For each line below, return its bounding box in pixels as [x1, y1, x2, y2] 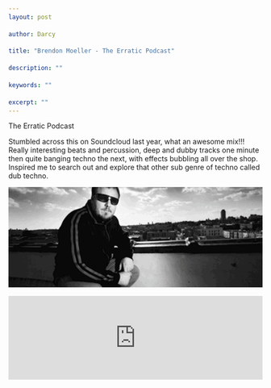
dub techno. [8, 171, 48, 181]
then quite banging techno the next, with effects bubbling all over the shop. [8, 154, 258, 164]
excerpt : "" [8, 98, 48, 106]
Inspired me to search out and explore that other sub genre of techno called [8, 162, 261, 173]
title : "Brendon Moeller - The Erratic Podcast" [8, 47, 175, 56]
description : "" [8, 65, 63, 73]
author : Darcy [8, 30, 56, 38]
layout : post [8, 13, 52, 21]
